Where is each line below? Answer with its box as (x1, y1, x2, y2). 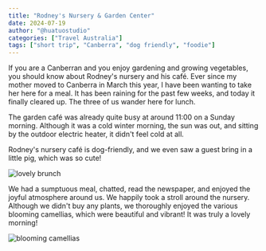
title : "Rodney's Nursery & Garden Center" (8, 11, 155, 20)
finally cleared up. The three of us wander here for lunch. (8, 97, 196, 107)
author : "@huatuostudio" (8, 26, 91, 34)
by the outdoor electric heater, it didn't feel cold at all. (8, 129, 185, 139)
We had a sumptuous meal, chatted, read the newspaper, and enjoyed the (8, 184, 251, 194)
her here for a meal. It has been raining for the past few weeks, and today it (8, 88, 256, 98)
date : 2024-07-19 (8, 19, 66, 27)
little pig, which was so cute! (8, 153, 102, 163)
